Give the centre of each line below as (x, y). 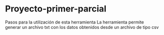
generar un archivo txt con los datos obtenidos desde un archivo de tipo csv (82, 27)
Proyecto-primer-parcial (56, 9)
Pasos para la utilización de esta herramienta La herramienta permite (75, 22)
